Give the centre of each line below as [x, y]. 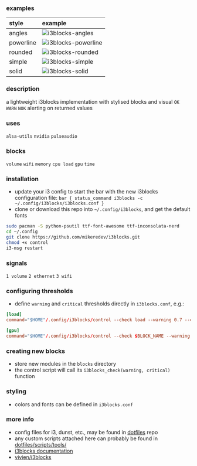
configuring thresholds [40, 291]
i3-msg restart [25, 248]
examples [20, 8]
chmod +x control [27, 243]
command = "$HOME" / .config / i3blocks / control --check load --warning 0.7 [94, 320]
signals [17, 263]
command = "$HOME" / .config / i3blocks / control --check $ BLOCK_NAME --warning [98, 336]
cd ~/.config [22, 232]
